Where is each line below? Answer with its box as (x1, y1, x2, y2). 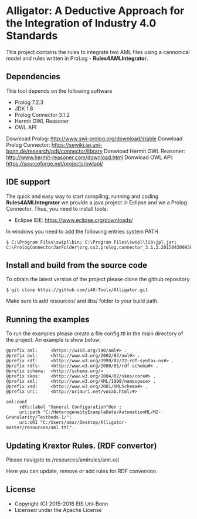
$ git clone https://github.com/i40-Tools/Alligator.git (6, 287, 148, 293)
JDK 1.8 (14, 105, 33, 112)
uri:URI (19, 420, 38, 426)
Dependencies (6, 72, 60, 82)
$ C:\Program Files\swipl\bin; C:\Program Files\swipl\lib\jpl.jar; (6, 239, 177, 245)
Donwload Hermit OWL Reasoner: (103, 147, 186, 154)
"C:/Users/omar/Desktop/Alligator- (40, 420, 127, 426)
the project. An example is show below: (6, 336, 101, 343)
